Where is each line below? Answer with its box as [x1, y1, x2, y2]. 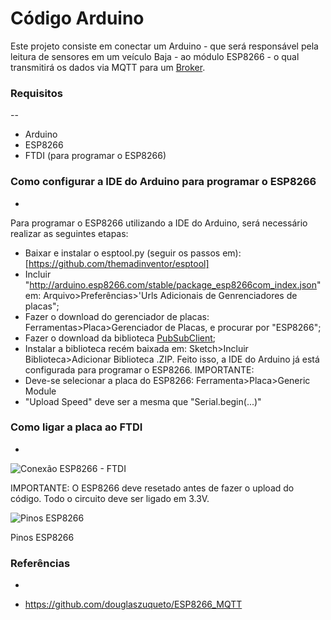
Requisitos [10, 86, 63, 100]
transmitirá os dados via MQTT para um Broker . [10, 61, 206, 73]
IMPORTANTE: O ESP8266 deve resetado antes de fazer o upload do [10, 482, 295, 494]
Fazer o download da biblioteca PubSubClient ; [24, 332, 217, 344]
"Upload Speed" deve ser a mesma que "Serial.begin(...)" [24, 395, 262, 407]
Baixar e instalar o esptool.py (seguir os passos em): [24, 247, 242, 259]
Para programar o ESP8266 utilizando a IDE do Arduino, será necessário [10, 217, 308, 229]
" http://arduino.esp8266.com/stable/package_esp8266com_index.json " [24, 278, 322, 291]
